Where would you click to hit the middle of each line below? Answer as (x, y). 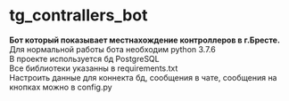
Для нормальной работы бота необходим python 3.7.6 (112, 49)
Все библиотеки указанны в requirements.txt (94, 68)
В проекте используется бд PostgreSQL (84, 58)
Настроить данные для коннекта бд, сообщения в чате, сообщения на (143, 77)
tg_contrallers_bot (78, 16)
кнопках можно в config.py (61, 87)
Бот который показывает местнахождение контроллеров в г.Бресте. (145, 40)
